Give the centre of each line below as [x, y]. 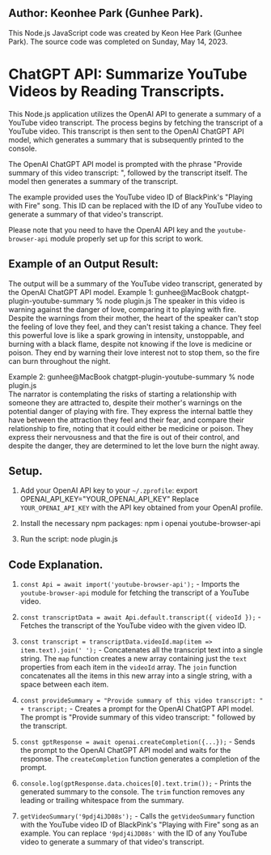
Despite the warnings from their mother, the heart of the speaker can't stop [133, 318]
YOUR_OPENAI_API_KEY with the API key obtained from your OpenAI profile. [142, 508]
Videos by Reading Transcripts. [116, 92]
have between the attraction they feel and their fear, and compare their [126, 420]
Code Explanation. [56, 564]
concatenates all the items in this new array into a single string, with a [136, 676]
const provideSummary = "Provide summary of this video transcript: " [142, 701]
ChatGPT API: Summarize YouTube [128, 74]
